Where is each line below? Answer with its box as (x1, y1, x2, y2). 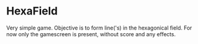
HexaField (6, 4, 58, 18)
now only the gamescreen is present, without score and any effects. (6, 30, 176, 37)
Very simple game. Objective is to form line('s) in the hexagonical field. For (6, 24, 193, 31)
